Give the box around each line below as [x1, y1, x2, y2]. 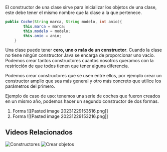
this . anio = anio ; [23, 33, 62, 38]
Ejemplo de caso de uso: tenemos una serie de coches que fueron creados [5, 93, 160, 99]
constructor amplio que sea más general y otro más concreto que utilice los [5, 78, 161, 84]
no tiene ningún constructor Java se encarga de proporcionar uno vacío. [5, 52, 155, 58]
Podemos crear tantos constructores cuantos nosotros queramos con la [5, 58, 154, 64]
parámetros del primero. [5, 83, 55, 89]
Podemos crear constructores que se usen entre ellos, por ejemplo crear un [5, 73, 162, 79]
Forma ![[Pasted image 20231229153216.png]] [12, 113, 108, 119]
